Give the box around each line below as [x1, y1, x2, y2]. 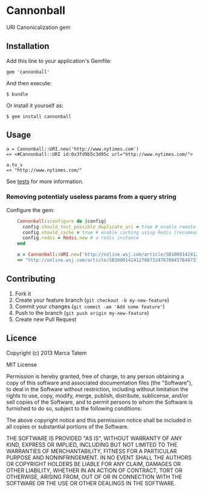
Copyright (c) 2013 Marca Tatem [6, 349, 87, 357]
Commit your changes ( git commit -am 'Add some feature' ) [14, 303, 165, 310]
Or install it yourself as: [6, 102, 63, 109]
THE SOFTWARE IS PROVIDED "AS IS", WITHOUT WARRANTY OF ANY [6, 435, 182, 442]
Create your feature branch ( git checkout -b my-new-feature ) [14, 296, 170, 303]
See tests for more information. [6, 178, 84, 185]
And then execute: [6, 79, 52, 86]
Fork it [14, 290, 31, 297]
